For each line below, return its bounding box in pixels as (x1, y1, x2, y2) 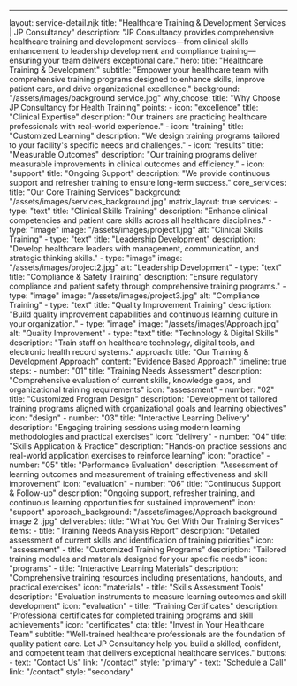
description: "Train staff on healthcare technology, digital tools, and (9, 337, 255, 348)
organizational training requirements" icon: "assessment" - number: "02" (9, 384, 275, 395)
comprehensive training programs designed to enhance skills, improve (9, 74, 265, 84)
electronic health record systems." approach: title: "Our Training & (9, 347, 249, 357)
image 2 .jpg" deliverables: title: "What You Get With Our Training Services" (9, 516, 285, 527)
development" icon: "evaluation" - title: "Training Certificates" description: (9, 601, 280, 611)
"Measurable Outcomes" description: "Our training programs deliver (9, 150, 258, 159)
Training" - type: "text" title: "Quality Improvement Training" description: (9, 300, 272, 310)
